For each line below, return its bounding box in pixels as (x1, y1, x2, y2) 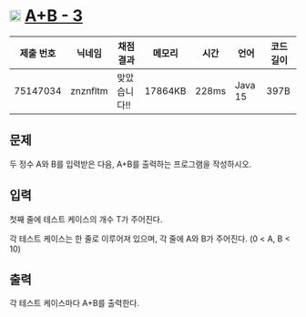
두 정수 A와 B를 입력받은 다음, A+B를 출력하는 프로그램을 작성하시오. (9, 158, 252, 169)
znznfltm (70, 84, 108, 97)
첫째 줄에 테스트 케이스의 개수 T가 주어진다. (9, 213, 163, 224)
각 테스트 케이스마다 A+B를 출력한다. (9, 298, 139, 309)
